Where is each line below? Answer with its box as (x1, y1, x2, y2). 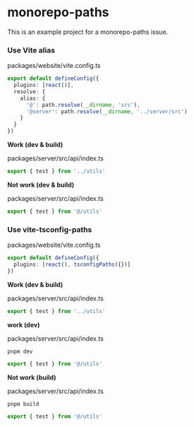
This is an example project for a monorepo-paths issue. (7, 28, 169, 36)
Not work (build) (7, 373, 56, 382)
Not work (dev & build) (7, 180, 75, 189)
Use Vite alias (7, 45, 55, 55)
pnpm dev (7, 348, 33, 355)
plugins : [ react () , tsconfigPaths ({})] (13, 261, 131, 269)
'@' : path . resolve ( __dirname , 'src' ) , (25, 101, 140, 108)
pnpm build (7, 400, 40, 407)
